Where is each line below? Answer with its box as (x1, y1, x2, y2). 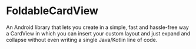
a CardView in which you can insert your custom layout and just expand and (6, 30, 191, 37)
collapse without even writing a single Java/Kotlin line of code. (6, 36, 158, 43)
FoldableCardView (6, 4, 99, 18)
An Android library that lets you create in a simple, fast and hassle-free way (6, 24, 190, 31)
